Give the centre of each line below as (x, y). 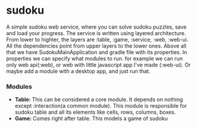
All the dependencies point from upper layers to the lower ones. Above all (96, 46)
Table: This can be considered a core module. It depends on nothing (99, 99)
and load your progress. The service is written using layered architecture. (96, 33)
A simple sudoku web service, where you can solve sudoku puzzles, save (96, 27)
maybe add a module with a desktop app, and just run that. (78, 71)
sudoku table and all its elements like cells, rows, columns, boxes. (95, 112)
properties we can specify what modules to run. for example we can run (95, 58)
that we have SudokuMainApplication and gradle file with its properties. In (97, 52)
